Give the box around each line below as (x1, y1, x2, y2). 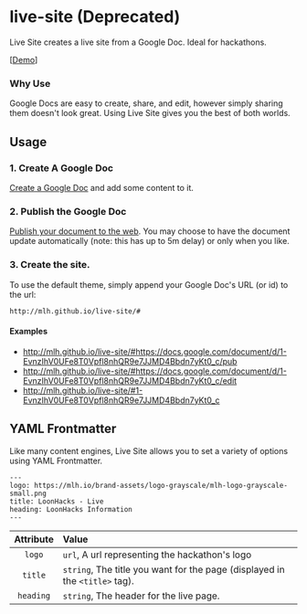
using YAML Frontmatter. (9, 455, 103, 466)
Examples (9, 326, 48, 337)
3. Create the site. (9, 259, 90, 271)
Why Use (9, 77, 51, 90)
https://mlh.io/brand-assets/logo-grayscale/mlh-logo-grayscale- (33, 481, 288, 490)
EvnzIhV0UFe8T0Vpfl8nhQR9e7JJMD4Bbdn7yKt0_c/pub (22, 355, 238, 366)
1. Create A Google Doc (9, 162, 114, 175)
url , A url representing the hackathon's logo (62, 548, 252, 561)
